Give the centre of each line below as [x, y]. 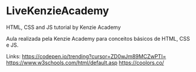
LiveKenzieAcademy [58, 11]
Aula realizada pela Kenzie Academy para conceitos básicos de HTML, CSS [98, 38]
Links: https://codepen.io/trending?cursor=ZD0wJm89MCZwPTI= [86, 56]
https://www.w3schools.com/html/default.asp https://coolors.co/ [85, 63]
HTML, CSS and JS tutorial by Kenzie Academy [63, 27]
